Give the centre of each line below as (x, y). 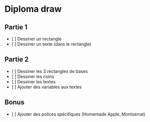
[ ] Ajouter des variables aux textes (47, 87)
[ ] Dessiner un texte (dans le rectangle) (51, 44)
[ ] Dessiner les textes (34, 81)
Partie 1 (16, 27)
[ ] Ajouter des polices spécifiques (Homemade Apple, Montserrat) (78, 114)
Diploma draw (33, 9)
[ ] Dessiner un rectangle (37, 39)
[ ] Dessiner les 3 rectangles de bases (50, 71)
